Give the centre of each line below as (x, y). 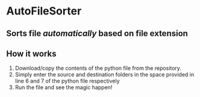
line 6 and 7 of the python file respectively (67, 81)
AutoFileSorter (44, 11)
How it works (31, 53)
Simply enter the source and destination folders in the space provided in (105, 75)
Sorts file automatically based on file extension (97, 33)
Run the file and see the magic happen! (64, 87)
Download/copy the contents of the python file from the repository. (98, 68)
